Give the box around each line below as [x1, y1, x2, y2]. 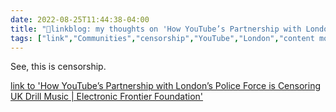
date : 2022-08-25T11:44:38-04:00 [10, 14, 150, 25]
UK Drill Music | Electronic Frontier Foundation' [10, 91, 204, 103]
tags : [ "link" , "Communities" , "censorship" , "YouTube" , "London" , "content [10, 33, 315, 43]
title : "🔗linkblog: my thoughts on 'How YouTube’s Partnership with [10, 24, 302, 34]
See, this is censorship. [10, 61, 107, 73]
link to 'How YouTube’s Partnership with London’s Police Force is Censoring [10, 80, 321, 92]
